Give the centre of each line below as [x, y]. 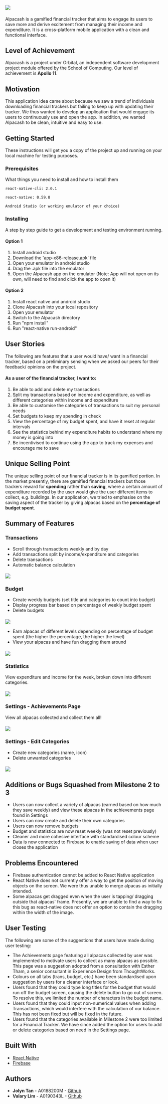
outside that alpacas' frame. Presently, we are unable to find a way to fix [87, 901]
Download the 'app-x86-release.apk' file [54, 258]
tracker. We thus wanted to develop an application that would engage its [80, 112]
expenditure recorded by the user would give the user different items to [79, 492]
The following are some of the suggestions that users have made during [79, 940]
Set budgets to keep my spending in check [57, 416]
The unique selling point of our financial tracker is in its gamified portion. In [83, 476]
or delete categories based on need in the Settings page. [71, 1030]
